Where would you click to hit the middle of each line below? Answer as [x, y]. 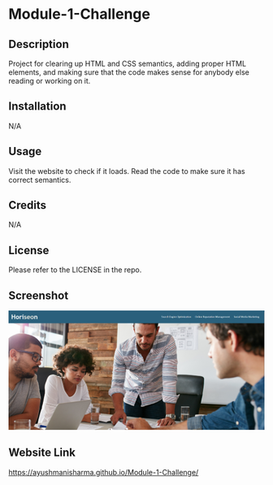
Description [39, 44]
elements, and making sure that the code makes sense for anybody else [129, 72]
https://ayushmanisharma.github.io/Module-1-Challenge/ [104, 472]
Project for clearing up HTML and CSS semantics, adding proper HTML [127, 63]
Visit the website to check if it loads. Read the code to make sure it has [127, 171]
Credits [28, 205]
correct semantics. [40, 180]
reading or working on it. [50, 81]
